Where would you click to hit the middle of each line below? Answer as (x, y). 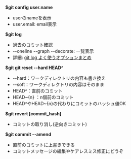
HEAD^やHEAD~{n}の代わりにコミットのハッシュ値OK (69, 103)
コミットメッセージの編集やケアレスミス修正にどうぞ (68, 151)
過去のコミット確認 (33, 45)
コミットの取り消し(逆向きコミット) (50, 124)
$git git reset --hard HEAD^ (34, 68)
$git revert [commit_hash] (33, 114)
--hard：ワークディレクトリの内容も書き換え (59, 78)
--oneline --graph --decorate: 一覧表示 (53, 51)
